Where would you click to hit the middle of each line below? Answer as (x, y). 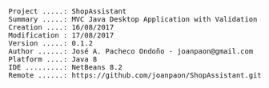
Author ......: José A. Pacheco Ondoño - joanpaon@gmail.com (131, 51)
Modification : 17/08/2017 (61, 35)
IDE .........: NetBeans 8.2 (65, 67)
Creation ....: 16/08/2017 (61, 27)
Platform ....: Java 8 (53, 59)
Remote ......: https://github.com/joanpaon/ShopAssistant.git (135, 75)
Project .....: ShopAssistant (68, 11)
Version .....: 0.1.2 (51, 43)
